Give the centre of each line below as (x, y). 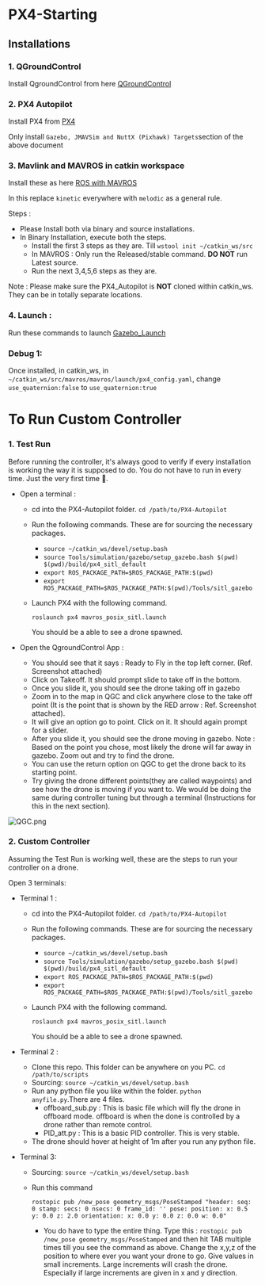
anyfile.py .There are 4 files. (78, 1099)
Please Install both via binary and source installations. (107, 229)
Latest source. (55, 262)
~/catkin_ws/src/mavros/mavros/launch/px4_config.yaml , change (115, 379)
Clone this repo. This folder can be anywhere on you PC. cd (128, 1067)
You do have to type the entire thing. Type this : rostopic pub (143, 1230)
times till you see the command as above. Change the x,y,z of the (150, 1247)
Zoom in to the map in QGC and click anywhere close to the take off (142, 696)
